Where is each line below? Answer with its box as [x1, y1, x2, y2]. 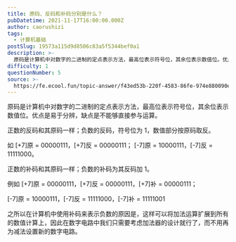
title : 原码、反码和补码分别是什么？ [7, 10, 103, 18]
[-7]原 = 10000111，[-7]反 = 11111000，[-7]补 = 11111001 [7, 195, 166, 203]
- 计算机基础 [13, 37, 47, 44]
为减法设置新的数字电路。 [7, 227, 81, 236]
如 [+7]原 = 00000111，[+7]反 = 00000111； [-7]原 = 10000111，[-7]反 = [7, 141, 213, 150]
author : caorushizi [7, 23, 65, 30]
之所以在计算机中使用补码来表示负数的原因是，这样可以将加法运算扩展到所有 [7, 210, 229, 218]
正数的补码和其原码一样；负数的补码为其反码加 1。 [7, 165, 153, 173]
